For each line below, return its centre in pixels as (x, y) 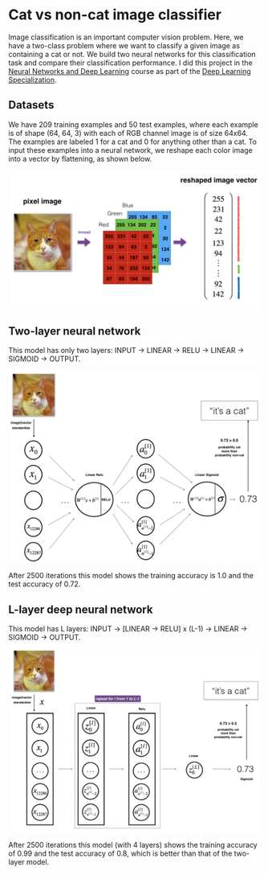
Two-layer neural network (75, 331)
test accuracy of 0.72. (45, 584)
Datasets (31, 105)
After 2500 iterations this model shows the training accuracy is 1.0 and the (131, 576)
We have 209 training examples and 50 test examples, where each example (133, 124)
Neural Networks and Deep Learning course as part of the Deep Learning (130, 71)
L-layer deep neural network (81, 609)
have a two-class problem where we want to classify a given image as (124, 45)
